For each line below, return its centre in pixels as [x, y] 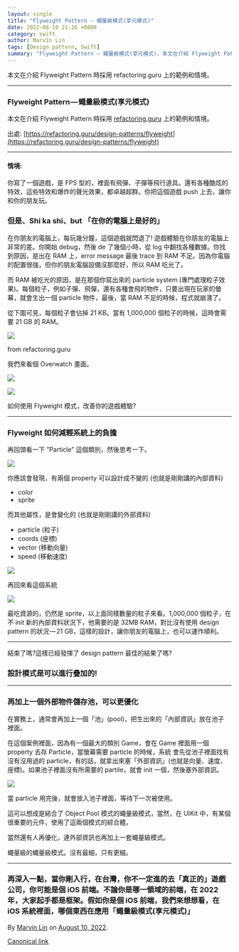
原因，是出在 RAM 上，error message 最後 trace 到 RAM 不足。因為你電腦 [122, 255]
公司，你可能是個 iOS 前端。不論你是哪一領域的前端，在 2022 [113, 890]
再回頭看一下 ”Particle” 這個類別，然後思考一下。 [79, 449]
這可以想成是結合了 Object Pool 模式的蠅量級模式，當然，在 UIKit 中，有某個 [119, 813]
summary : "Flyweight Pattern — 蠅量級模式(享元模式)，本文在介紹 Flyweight [114, 54]
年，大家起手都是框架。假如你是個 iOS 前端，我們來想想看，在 [114, 901]
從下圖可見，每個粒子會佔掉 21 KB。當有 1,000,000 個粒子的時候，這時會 [114, 312]
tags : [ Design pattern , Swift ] [54, 47]
